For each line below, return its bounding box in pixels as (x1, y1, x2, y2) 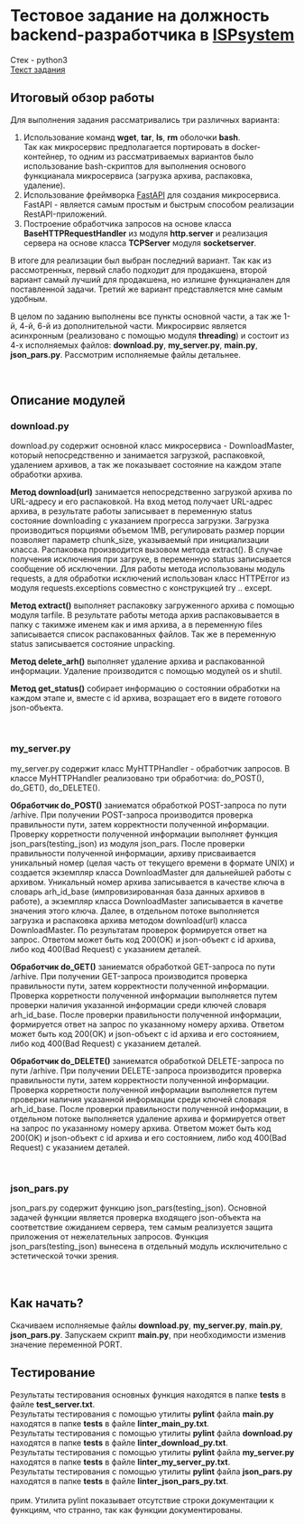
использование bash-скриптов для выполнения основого (23, 160, 246, 172)
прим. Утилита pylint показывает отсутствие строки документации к (10, 1494, 274, 1505)
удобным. (10, 293, 48, 304)
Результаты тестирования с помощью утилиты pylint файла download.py (10, 1427, 293, 1438)
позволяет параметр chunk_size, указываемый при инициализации (10, 535, 270, 546)
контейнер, (23, 151, 67, 162)
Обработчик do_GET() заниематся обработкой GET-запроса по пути (10, 961, 276, 972)
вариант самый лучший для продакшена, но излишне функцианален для (10, 274, 290, 285)
